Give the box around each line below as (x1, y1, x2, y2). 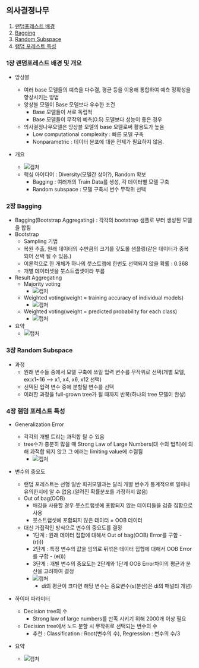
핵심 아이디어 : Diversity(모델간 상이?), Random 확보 (23, 171, 147, 178)
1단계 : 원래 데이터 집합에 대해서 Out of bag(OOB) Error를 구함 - (32, 531, 182, 538)
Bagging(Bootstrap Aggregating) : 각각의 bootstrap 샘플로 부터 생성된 (14, 216, 181, 224)
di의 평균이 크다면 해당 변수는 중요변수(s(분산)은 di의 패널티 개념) (41, 582, 192, 590)
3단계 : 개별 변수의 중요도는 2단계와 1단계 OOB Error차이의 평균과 (32, 560, 185, 567)
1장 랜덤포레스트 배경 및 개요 (6, 59, 82, 67)
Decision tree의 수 (23, 608, 68, 615)
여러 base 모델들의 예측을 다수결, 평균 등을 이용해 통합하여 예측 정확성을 (23, 86, 191, 93)
